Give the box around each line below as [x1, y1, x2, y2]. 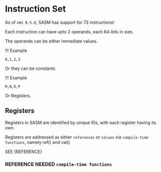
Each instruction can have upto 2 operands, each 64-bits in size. [5, 29, 134, 34]
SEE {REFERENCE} [5, 149, 43, 155]
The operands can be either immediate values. [5, 38, 98, 44]
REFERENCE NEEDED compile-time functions [5, 161, 112, 168]
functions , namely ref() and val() [5, 139, 70, 145]
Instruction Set [5, 3, 66, 15]
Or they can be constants [5, 65, 56, 71]
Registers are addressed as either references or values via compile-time [5, 134, 149, 140]
